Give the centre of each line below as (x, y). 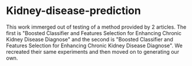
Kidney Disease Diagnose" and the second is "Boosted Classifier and (90, 39)
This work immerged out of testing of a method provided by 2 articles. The (96, 27)
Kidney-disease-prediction (73, 11)
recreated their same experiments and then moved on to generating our (93, 51)
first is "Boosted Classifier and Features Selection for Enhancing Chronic (94, 33)
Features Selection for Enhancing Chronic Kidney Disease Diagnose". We (95, 46)
